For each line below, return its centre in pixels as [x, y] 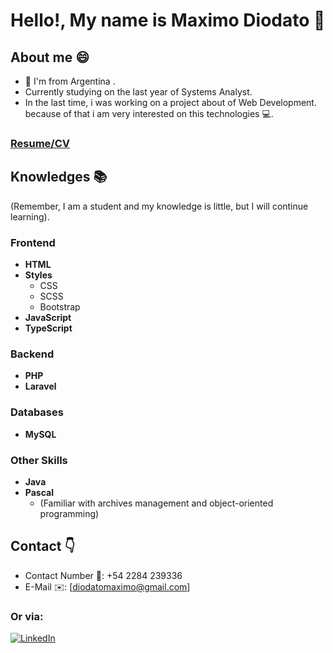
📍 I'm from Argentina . [70, 81]
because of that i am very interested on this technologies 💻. [149, 113]
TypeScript [48, 328]
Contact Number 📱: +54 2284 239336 [103, 575]
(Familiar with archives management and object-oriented [156, 503]
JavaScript [48, 318]
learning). [30, 216]
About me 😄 [50, 57]
